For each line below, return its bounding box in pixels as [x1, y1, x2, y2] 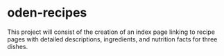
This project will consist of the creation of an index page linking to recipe [7, 28, 215, 36]
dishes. [7, 42, 28, 50]
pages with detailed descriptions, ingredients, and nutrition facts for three [7, 35, 218, 43]
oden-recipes [7, 5, 87, 21]
